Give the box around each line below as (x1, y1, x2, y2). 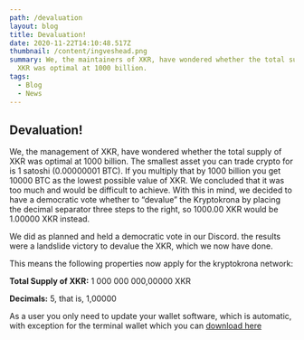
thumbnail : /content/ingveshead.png (9, 47, 147, 56)
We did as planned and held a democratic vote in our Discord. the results (9, 231, 281, 242)
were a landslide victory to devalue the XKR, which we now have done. (9, 241, 273, 251)
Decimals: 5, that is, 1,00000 (9, 293, 118, 304)
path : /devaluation (9, 13, 83, 23)
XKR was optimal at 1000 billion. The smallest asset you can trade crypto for (9, 156, 294, 167)
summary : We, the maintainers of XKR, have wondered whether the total (9, 55, 285, 64)
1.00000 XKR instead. (9, 213, 90, 224)
